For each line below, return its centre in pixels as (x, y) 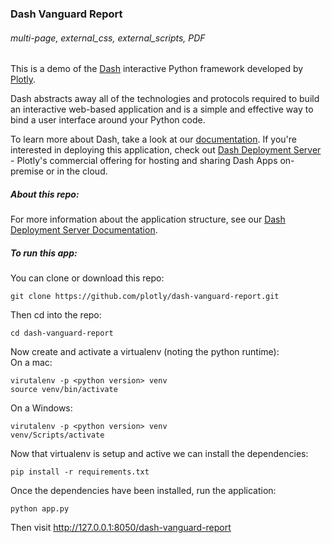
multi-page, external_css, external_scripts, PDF (108, 38)
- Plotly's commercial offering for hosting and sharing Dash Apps (144, 161)
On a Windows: (41, 408)
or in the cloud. (76, 171)
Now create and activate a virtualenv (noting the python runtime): (145, 352)
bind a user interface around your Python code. (108, 120)
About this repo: (45, 194)
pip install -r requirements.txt (80, 472)
